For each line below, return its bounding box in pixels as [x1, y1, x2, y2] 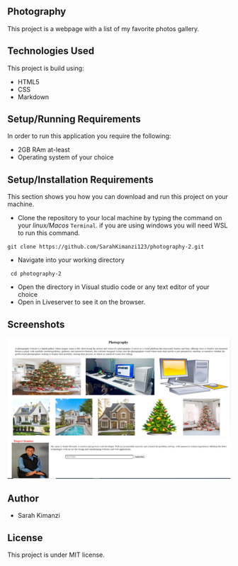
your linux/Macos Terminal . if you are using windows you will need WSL [17, 221, 228, 230]
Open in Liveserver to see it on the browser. [17, 298, 146, 307]
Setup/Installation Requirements [7, 174, 154, 186]
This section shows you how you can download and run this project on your [7, 193, 229, 201]
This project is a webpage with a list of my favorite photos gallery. [7, 24, 200, 33]
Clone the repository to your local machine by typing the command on [17, 214, 222, 222]
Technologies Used [7, 45, 94, 57]
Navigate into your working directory [17, 256, 125, 264]
